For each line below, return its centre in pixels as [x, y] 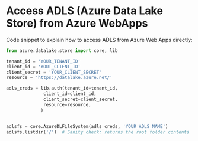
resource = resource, [68, 104]
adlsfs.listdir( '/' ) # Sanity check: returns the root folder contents [98, 132]
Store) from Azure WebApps [77, 23]
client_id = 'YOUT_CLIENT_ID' [44, 67]
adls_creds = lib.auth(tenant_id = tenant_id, [62, 88]
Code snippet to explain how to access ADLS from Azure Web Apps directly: [99, 40]
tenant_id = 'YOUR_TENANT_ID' [44, 61]
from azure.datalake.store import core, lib [62, 50]
